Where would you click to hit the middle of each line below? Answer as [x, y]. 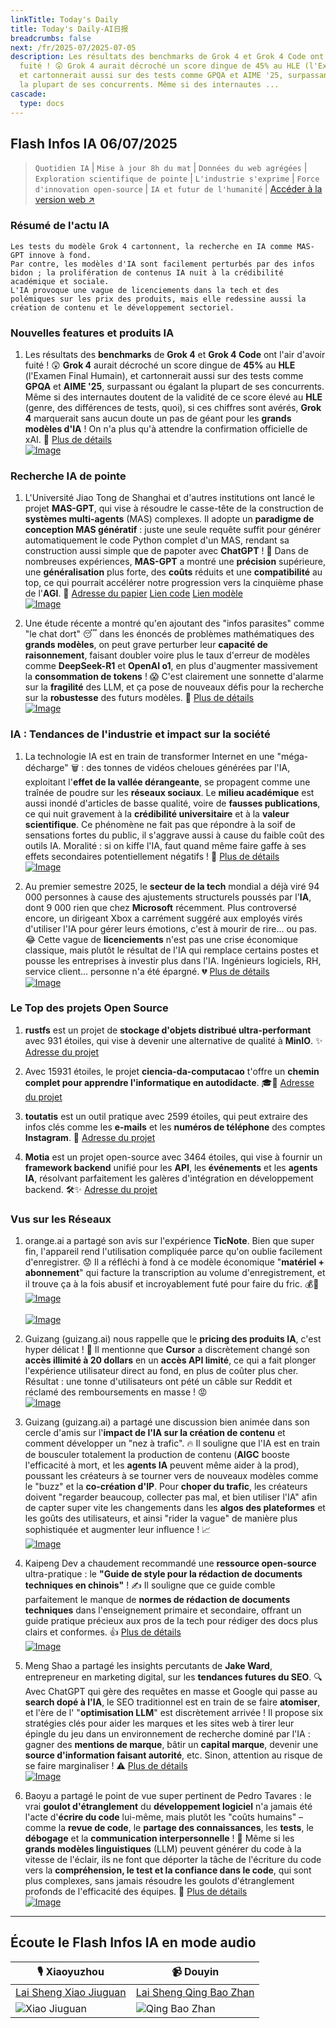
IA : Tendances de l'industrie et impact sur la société [140, 734]
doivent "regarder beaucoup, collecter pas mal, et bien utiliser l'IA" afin [171, 1497]
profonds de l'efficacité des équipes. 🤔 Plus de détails [136, 1892]
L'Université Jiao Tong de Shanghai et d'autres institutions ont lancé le [169, 498]
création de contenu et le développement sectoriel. [122, 307]
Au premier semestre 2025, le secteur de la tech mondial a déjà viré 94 [172, 886]
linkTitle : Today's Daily [64, 19]
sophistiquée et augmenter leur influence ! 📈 [118, 1530]
